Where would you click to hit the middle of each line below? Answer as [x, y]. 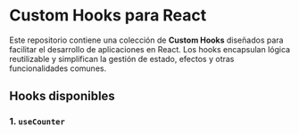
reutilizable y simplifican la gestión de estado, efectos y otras [122, 59]
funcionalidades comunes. [58, 68]
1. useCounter [37, 122]
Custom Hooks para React [108, 16]
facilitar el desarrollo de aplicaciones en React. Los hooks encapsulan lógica [150, 49]
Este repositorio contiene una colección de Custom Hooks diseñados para [146, 40]
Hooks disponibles [62, 96]
